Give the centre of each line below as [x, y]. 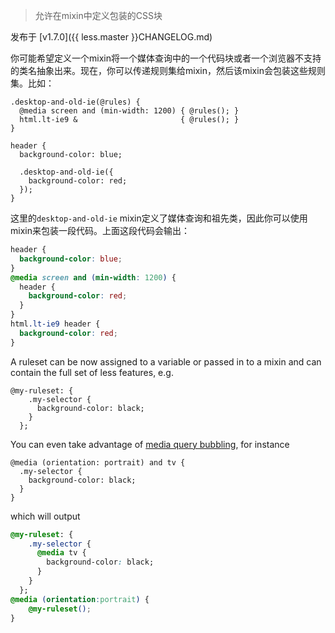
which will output [45, 516]
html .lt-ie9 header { [55, 324]
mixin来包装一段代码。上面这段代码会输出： [100, 230]
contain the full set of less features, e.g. [92, 372]
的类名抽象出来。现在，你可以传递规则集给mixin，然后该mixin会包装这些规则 [168, 70]
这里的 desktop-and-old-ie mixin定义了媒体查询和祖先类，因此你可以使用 [159, 218]
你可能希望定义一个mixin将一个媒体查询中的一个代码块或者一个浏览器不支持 [166, 58]
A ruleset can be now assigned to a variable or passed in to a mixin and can [166, 361]
